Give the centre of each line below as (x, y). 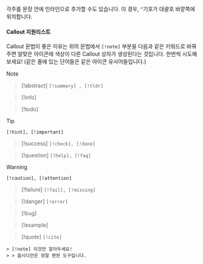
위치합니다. (19, 16)
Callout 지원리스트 (29, 32)
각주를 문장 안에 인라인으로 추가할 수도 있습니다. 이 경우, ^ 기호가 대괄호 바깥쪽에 (101, 9)
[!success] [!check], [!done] (58, 144)
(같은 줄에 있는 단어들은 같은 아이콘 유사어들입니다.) (85, 62)
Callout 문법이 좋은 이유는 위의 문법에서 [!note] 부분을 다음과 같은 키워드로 (96, 46)
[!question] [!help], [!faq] (56, 155)
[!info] (29, 98)
